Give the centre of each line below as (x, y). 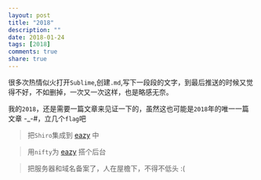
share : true (27, 59)
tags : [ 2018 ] (29, 45)
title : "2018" (31, 23)
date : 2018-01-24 (36, 37)
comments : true (33, 52)
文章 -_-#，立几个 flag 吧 (47, 118)
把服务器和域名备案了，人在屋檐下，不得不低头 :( (106, 168)
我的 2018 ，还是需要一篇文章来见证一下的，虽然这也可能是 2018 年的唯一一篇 (129, 108)
